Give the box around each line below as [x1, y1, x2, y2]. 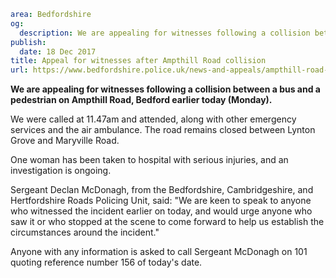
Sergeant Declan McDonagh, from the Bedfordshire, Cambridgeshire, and [10, 184, 314, 196]
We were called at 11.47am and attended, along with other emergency [10, 113, 297, 125]
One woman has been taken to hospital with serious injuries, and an [10, 154, 289, 166]
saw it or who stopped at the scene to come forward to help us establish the [10, 216, 325, 228]
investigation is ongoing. [10, 165, 112, 177]
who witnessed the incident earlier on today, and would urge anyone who [10, 205, 313, 217]
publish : [10, 37, 47, 47]
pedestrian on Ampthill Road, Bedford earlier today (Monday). [10, 94, 273, 106]
